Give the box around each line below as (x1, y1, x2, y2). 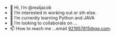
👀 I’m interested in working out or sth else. (9, 10, 97, 16)
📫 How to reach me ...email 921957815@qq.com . (9, 26, 112, 31)
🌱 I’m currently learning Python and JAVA (9, 15, 95, 20)
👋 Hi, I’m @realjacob (9, 5, 52, 10)
